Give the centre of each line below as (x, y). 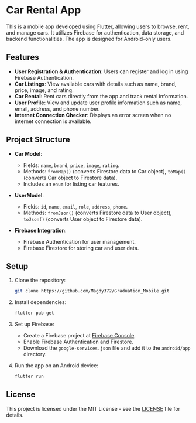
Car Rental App (44, 10)
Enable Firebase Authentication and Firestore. (78, 342)
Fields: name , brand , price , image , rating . (71, 165)
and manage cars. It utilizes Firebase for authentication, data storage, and (95, 32)
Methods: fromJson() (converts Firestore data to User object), (97, 213)
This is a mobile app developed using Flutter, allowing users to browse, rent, (98, 26)
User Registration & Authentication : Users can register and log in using (101, 71)
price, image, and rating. (44, 90)
